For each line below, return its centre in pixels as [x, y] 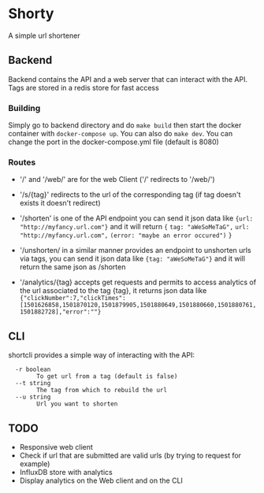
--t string [33, 384]
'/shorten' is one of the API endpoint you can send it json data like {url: [136, 218]
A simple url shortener [44, 35]
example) [35, 463]
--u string [33, 397]
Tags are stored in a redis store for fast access [84, 87]
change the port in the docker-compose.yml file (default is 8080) [113, 142]
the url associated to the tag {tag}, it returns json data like [113, 291]
